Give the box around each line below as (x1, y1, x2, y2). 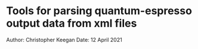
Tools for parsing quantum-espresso (6, 4, 193, 18)
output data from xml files (6, 17, 137, 30)
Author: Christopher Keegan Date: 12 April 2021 (6, 36, 122, 43)
